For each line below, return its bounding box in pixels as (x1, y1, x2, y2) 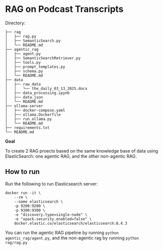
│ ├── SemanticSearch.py (5, 38, 61, 43)
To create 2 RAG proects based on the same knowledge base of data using (5, 148, 159, 154)
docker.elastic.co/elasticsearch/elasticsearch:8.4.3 (14, 221, 127, 226)
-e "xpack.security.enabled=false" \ (14, 216, 92, 222)
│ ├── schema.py (5, 69, 43, 74)
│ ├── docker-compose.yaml (5, 108, 65, 113)
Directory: (5, 20, 26, 26)
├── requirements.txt (5, 125, 50, 130)
